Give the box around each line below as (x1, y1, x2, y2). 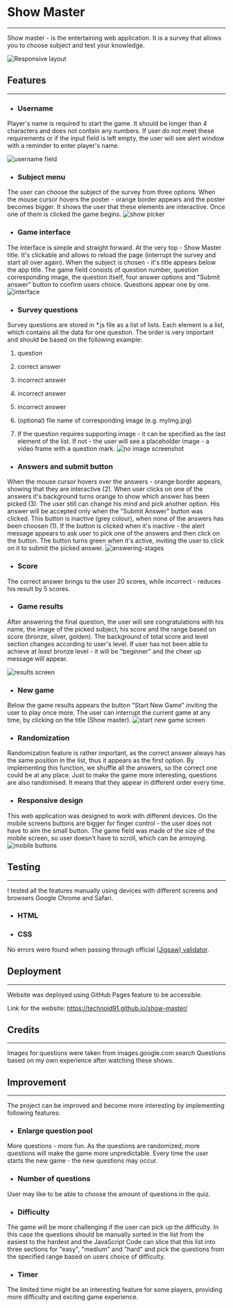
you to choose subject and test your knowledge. (7, 41, 145, 49)
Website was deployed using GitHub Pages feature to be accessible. (7, 991, 202, 999)
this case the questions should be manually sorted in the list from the (7, 1230, 205, 1239)
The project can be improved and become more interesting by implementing (7, 1102, 225, 1110)
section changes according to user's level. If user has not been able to (7, 640, 208, 648)
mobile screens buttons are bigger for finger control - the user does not (7, 819, 212, 827)
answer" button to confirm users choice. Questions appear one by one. (7, 280, 211, 288)
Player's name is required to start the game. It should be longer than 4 (7, 119, 207, 128)
